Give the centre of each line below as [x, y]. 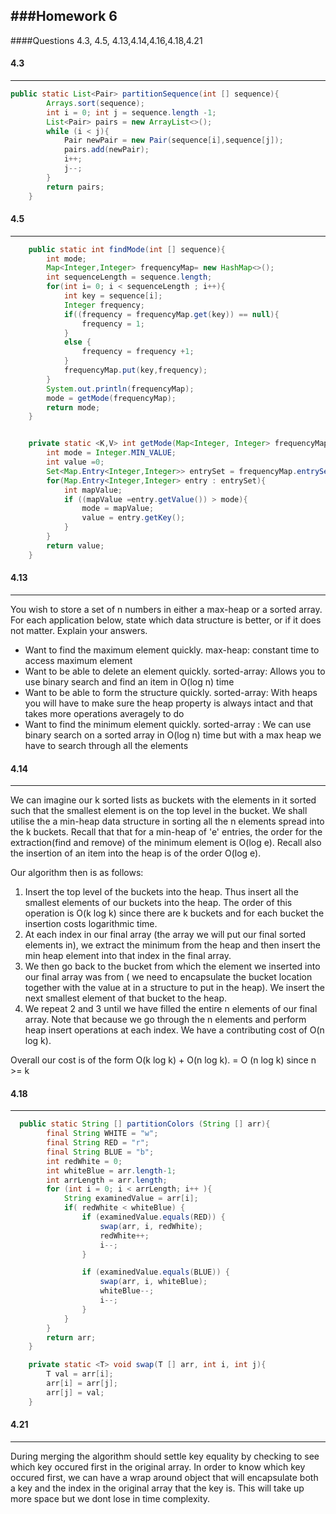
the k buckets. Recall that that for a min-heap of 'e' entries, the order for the [166, 832]
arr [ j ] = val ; [75, 1392]
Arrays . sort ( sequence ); [95, 103]
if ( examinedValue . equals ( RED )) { [153, 1217]
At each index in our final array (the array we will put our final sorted [165, 935]
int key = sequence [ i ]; [113, 296]
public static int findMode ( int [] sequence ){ [127, 249]
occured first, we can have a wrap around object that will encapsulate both [164, 1477]
